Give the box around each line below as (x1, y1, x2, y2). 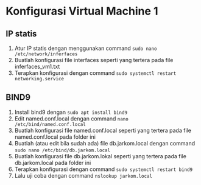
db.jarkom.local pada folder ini (14, 159, 91, 166)
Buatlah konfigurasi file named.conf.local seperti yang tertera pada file (14, 127, 191, 134)
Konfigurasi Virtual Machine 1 (5, 4, 159, 18)
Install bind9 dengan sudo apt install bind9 (14, 108, 128, 116)
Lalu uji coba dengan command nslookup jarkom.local (14, 172, 153, 179)
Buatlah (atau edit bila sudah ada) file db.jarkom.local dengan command (14, 139, 196, 147)
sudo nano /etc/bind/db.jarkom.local (14, 147, 111, 153)
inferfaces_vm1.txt (14, 63, 60, 70)
